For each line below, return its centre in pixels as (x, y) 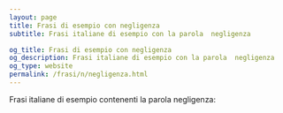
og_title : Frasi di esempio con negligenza (91, 49)
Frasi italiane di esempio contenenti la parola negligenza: (113, 99)
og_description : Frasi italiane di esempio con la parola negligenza (142, 58)
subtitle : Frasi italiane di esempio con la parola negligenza (130, 34)
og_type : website (41, 66)
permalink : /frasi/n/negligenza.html (79, 75)
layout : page (33, 17)
